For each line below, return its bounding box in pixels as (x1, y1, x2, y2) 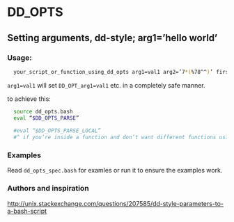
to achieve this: (7, 95, 51, 103)
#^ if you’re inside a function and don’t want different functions (13, 134, 217, 141)
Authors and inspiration (7, 184, 89, 193)
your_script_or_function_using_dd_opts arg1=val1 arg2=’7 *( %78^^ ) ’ (13, 68, 214, 75)
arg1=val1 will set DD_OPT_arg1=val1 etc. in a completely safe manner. (7, 81, 205, 89)
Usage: (7, 53, 33, 63)
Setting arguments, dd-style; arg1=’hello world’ (7, 32, 218, 44)
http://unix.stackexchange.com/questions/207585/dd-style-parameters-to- (7, 199, 224, 207)
